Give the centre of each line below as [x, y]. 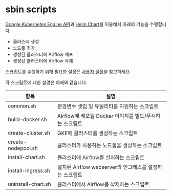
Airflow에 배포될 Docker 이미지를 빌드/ [102, 116]
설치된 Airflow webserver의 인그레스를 [102, 167]
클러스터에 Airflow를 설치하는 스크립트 [101, 157]
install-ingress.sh [29, 170]
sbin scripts [31, 9]
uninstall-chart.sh [29, 184]
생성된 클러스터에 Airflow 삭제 [43, 60]
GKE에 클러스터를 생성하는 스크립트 [98, 133]
